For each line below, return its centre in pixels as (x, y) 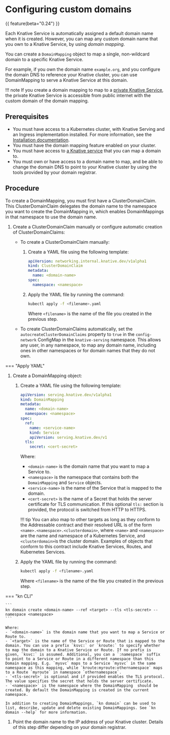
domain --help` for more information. (46, 713)
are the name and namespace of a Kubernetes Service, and (83, 536)
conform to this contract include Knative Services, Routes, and (86, 547)
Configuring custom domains (68, 9)
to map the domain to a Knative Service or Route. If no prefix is (78, 650)
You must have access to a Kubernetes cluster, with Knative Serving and (89, 129)
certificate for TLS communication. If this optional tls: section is (96, 504)
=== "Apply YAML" (25, 365)
